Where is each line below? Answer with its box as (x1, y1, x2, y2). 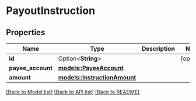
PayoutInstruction (6, 4, 95, 18)
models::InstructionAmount (58, 74, 136, 81)
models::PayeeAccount (58, 64, 124, 72)
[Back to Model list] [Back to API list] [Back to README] (6, 89, 140, 95)
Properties (6, 27, 45, 37)
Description (142, 45, 175, 53)
